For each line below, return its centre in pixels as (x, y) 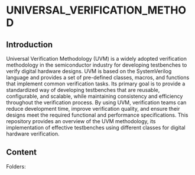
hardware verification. (33, 134)
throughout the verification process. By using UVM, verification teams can (96, 103)
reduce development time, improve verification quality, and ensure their (93, 109)
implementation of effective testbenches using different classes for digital (96, 128)
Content (22, 152)
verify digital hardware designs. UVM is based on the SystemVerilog (89, 71)
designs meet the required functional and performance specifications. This (97, 115)
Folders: (16, 166)
